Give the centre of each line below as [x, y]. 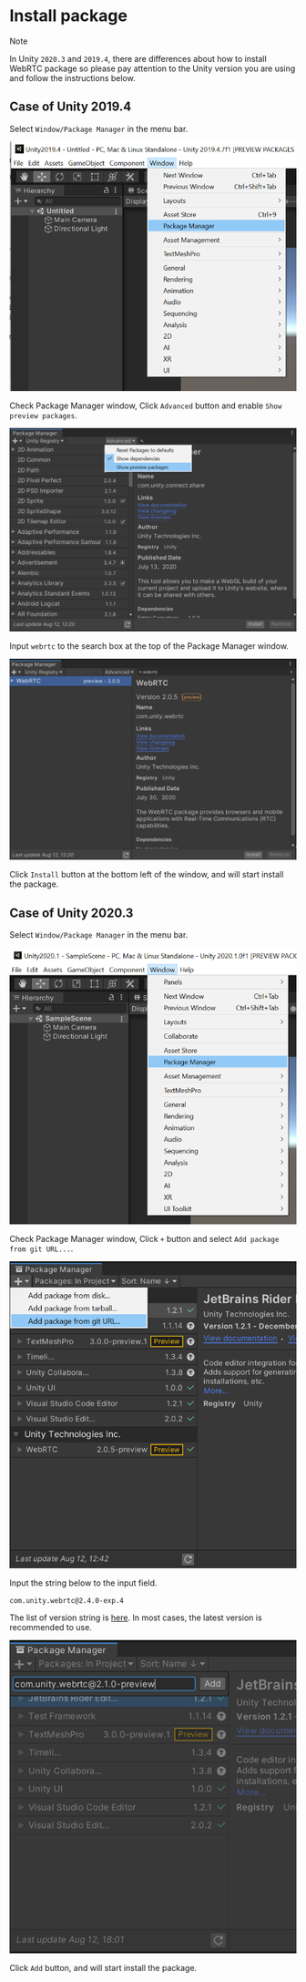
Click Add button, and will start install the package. [103, 1968]
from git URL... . [41, 1248]
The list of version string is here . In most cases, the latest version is [136, 1617]
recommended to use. [51, 1628]
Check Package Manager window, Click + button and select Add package [144, 1239]
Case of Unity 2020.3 [71, 913]
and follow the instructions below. [72, 77]
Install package [68, 16]
